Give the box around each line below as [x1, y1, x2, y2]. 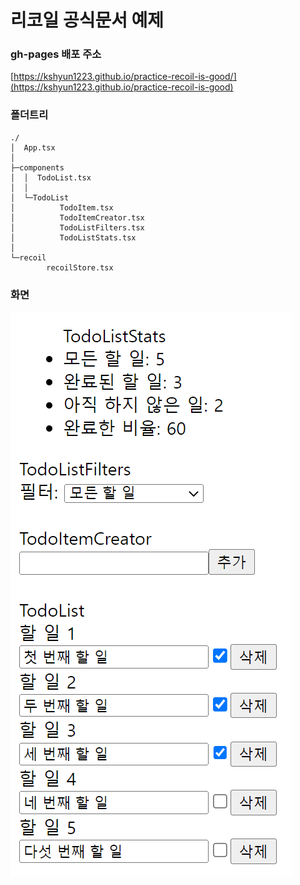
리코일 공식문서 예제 [10, 9, 165, 32]
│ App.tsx [10, 142, 56, 153]
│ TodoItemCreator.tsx [10, 212, 145, 223]
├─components [10, 162, 65, 173]
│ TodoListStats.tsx [10, 232, 137, 243]
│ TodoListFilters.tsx [10, 222, 145, 233]
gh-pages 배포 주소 [10, 47, 102, 61]
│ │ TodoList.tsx [10, 172, 92, 183]
